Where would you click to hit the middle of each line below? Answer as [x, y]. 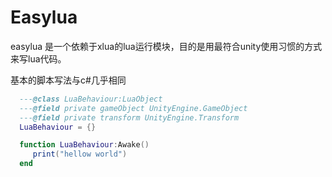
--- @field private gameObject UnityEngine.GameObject [133, 108]
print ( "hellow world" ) [80, 154]
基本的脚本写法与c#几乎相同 [68, 80]
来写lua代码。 [38, 58]
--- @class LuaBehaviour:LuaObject [91, 99]
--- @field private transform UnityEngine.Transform [129, 117]
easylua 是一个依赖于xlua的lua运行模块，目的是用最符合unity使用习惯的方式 [166, 46]
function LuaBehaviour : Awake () [84, 145]
